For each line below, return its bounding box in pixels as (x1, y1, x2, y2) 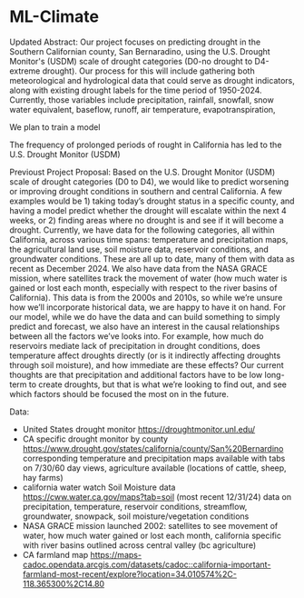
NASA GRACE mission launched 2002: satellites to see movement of (22, 520, 279, 531)
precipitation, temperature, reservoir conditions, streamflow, (22, 501, 248, 512)
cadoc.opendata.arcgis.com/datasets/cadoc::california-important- (22, 559, 271, 570)
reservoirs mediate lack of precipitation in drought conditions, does (9, 340, 261, 351)
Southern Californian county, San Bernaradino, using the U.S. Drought (9, 45, 270, 56)
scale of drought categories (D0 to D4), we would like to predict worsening (9, 175, 289, 187)
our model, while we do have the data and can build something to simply (9, 311, 280, 322)
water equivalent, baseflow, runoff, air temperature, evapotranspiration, (9, 104, 276, 115)
